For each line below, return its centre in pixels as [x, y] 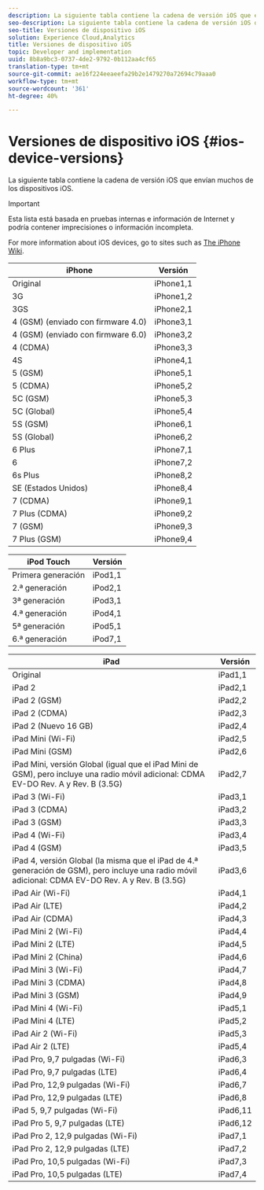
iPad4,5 [233, 945]
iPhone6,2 [173, 437]
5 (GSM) [28, 373]
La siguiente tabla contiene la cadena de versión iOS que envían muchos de [131, 180]
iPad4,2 [233, 906]
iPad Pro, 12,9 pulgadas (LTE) [68, 1098]
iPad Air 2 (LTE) [41, 1047]
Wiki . [16, 251]
